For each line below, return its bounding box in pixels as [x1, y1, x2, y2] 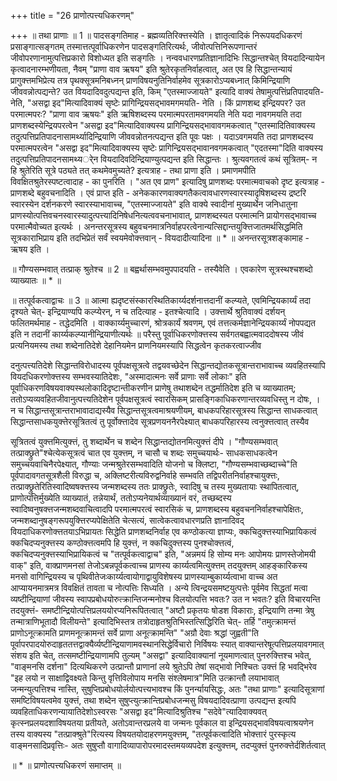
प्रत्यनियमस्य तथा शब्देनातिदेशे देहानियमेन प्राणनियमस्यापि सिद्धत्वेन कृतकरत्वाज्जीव [10, 340, 262, 351]
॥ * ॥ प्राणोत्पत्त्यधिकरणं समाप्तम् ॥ [10, 760, 122, 771]
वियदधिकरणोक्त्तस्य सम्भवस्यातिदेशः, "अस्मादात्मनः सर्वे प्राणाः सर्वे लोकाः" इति [10, 371, 247, 382]
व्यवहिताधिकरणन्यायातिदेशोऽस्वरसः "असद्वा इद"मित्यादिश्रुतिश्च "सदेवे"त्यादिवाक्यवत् [10, 706, 267, 717]
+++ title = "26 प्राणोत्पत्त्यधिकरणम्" [10, 10, 135, 21]
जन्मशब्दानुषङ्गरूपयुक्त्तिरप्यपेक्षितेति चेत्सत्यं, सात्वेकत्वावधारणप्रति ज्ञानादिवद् [10, 515, 245, 526]
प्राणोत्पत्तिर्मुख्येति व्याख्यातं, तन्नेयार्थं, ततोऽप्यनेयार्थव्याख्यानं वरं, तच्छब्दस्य [10, 492, 232, 504]
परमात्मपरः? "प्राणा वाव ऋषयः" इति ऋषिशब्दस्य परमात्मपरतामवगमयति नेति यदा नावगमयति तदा [10, 108, 302, 120]
